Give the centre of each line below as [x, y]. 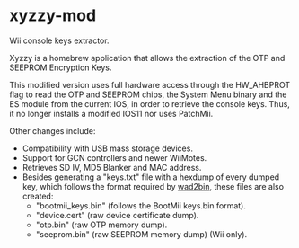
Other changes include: [53, 130]
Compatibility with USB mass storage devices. [107, 148]
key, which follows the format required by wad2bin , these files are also [153, 186]
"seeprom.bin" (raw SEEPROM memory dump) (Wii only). [141, 234]
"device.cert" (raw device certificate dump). [117, 215]
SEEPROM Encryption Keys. [61, 67]
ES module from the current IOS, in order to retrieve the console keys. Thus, [149, 103]
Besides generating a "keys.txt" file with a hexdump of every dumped [151, 177]
